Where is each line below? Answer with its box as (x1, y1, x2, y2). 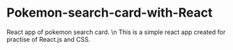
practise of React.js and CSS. (6, 35, 91, 43)
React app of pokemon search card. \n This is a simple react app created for (6, 28, 226, 36)
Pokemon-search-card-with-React (6, 5, 213, 21)
